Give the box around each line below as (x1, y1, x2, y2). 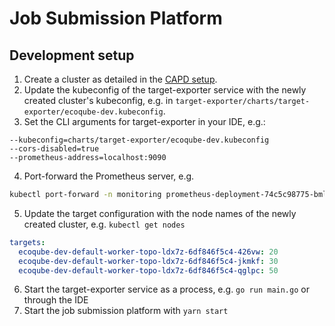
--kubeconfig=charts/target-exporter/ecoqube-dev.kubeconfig (9, 135, 270, 145)
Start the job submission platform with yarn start (23, 305, 229, 317)
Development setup (9, 47, 135, 64)
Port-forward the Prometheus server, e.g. (23, 170, 195, 182)
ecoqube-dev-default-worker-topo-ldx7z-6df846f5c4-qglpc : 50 (18, 265, 279, 276)
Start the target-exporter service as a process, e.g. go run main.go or (23, 283, 310, 296)
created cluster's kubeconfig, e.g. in (23, 95, 174, 106)
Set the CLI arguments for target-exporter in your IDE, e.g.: (23, 116, 266, 127)
